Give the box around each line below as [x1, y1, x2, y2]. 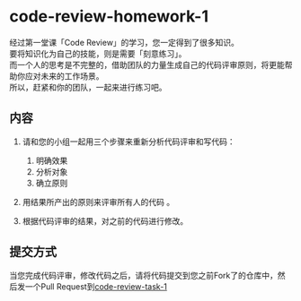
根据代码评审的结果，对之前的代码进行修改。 [22, 215, 189, 226]
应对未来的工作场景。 [24, 70, 104, 82]
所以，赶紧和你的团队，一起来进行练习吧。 [9, 82, 167, 92]
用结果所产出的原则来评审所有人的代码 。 [22, 196, 175, 207]
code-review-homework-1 [9, 6, 209, 27]
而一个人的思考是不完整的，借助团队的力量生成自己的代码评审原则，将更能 [9, 59, 285, 70]
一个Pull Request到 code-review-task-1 [24, 280, 168, 292]
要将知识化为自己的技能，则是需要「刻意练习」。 [9, 47, 187, 59]
